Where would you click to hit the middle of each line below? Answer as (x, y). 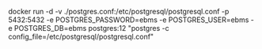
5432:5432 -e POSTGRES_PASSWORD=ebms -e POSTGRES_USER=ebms (129, 20)
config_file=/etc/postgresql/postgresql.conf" (81, 36)
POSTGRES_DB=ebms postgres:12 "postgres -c (92, 28)
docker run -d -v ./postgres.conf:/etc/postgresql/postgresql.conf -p (119, 11)
